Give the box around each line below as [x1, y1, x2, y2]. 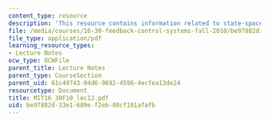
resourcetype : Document [8, 86, 88, 95]
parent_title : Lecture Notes [8, 64, 106, 72]
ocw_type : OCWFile [8, 57, 70, 65]
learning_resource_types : [8, 42, 94, 50]
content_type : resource [8, 11, 88, 20]
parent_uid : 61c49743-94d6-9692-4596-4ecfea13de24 [8, 79, 181, 87]
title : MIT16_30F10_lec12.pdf [8, 94, 110, 102]
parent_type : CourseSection [8, 71, 102, 79]
